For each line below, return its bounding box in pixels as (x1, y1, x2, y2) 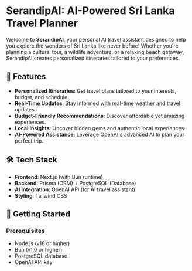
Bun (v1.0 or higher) (14, 246, 63, 253)
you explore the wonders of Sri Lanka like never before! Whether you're (6, 42, 179, 49)
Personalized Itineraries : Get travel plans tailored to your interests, (14, 87, 177, 94)
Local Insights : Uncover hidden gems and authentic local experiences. (14, 124, 186, 131)
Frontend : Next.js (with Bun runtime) (14, 173, 104, 180)
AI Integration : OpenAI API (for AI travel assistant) (14, 186, 136, 193)
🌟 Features (6, 72, 46, 82)
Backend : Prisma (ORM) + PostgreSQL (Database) (14, 179, 136, 187)
